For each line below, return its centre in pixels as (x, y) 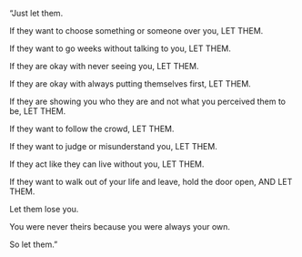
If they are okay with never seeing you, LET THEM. (104, 66)
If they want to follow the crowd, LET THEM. (92, 128)
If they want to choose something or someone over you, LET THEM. (136, 31)
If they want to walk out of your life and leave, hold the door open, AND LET (151, 182)
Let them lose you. (44, 209)
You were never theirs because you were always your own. (120, 226)
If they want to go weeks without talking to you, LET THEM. (121, 48)
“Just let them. (36, 13)
